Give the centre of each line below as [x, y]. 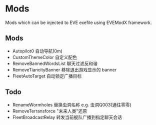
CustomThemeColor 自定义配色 [45, 57]
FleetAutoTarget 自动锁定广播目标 [47, 76]
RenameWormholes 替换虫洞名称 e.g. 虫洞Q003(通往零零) [72, 104]
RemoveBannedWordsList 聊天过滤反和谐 [55, 63]
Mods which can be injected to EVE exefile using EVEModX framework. [78, 22]
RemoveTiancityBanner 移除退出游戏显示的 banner [64, 69]
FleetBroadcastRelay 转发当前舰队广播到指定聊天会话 [67, 117]
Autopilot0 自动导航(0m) [37, 51]
